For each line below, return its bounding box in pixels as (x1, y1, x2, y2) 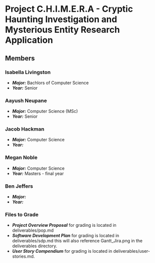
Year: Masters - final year (12, 170, 64, 176)
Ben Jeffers (5, 182, 33, 189)
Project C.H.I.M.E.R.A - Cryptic (5, 3, 133, 15)
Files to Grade (5, 211, 39, 218)
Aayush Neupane (5, 97, 47, 104)
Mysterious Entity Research (5, 24, 120, 35)
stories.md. (12, 253, 35, 260)
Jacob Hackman (5, 126, 45, 132)
